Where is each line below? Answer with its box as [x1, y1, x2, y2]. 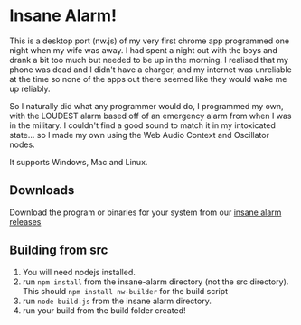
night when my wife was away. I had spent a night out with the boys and [9, 44, 278, 55]
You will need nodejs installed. [22, 266, 136, 277]
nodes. [9, 139, 35, 150]
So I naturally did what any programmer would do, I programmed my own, [9, 100, 284, 111]
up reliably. [9, 83, 51, 94]
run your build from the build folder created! [22, 304, 186, 316]
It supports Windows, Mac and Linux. [9, 156, 148, 167]
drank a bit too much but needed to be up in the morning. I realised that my [9, 54, 289, 65]
